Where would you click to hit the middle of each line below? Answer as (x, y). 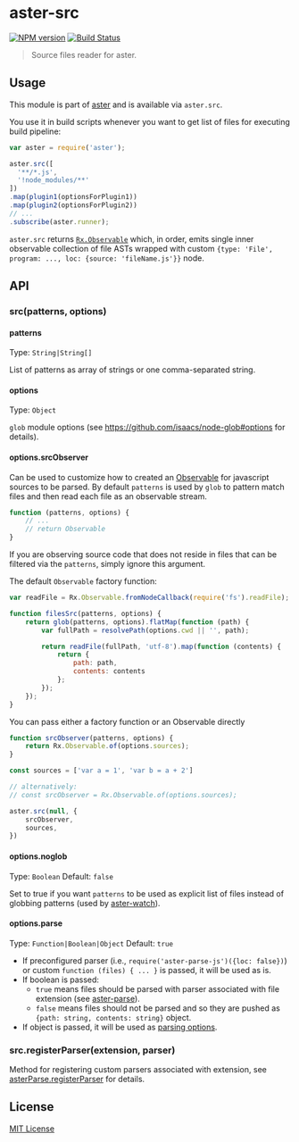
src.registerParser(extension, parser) (92, 1050)
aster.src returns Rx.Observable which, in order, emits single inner (132, 238)
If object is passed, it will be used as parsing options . (120, 1027)
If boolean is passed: (61, 979)
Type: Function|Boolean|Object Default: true (91, 943)
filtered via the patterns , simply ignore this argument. (108, 564)
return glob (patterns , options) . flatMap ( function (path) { (137, 622)
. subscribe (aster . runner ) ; (59, 221)
